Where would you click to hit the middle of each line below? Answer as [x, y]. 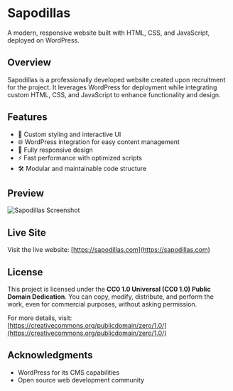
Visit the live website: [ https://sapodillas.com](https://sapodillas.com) [109, 250]
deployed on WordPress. [43, 40]
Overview [29, 63]
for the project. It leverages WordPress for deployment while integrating [112, 87]
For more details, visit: [40, 318]
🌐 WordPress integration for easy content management [98, 142]
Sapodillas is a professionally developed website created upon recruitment [116, 79]
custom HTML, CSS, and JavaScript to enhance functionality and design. [114, 94]
